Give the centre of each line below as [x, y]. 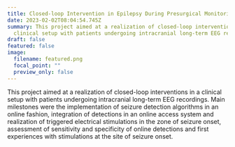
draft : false [26, 40]
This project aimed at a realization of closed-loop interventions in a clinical [115, 92]
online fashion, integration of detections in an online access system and [111, 114]
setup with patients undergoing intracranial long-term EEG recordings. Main [116, 99]
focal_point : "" [37, 65]
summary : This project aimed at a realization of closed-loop [100, 26]
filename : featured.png [48, 59]
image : [17, 53]
